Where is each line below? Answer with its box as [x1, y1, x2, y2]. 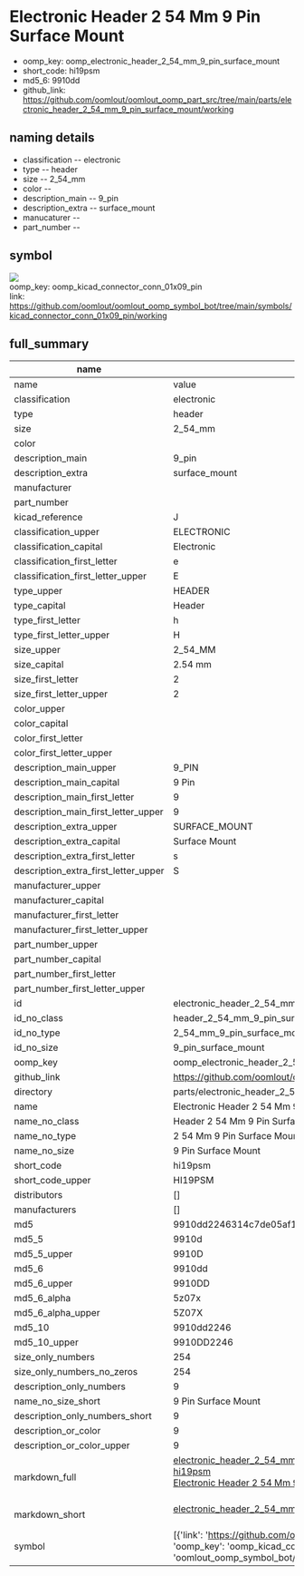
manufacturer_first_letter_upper [14, 923, 148, 936]
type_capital [14, 599, 66, 612]
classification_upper [14, 526, 100, 539]
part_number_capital [14, 953, 101, 966]
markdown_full [14, 1471, 77, 1484]
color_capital [14, 717, 69, 730]
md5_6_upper [14, 1277, 73, 1289]
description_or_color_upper [14, 1439, 130, 1452]
